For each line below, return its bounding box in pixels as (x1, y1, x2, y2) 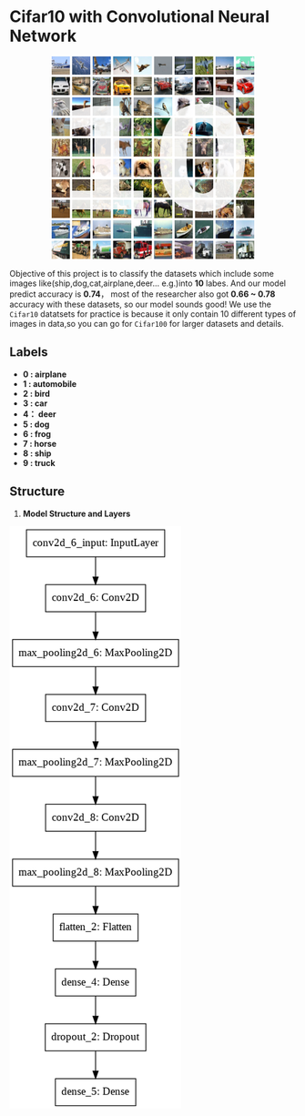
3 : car (22, 398, 48, 409)
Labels (9, 344, 48, 360)
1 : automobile (22, 378, 77, 389)
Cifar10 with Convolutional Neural (9, 6, 270, 27)
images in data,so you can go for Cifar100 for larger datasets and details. (9, 318, 284, 329)
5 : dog (22, 419, 50, 430)
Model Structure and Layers (22, 508, 131, 519)
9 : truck (22, 457, 56, 468)
